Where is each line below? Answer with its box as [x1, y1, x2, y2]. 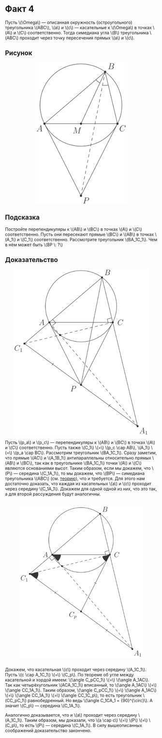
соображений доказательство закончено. [5, 728, 92, 734]
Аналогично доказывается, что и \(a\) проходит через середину [5, 712, 137, 718]
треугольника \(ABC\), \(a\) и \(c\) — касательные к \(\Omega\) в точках [5, 24, 152, 30]
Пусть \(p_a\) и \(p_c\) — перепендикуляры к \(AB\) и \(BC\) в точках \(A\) [5, 440, 156, 445]
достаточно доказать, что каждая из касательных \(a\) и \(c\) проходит [5, 481, 151, 487]
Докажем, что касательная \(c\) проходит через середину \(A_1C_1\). [5, 667, 147, 672]
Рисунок [5, 49, 32, 57]
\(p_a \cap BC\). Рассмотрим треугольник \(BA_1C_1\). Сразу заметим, [13, 450, 157, 456]
